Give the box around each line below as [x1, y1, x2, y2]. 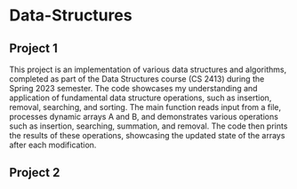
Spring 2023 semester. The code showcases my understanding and [9, 83, 258, 93]
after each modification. [9, 139, 97, 150]
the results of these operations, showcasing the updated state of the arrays [9, 130, 285, 140]
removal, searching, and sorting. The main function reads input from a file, [9, 102, 282, 112]
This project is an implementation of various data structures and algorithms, [9, 64, 287, 75]
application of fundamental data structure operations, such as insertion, [9, 92, 272, 103]
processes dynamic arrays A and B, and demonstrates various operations [9, 112, 278, 122]
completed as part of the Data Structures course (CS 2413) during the [9, 74, 265, 84]
